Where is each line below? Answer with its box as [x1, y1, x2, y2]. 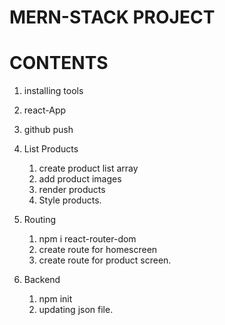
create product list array [38, 162, 139, 175]
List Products [23, 143, 79, 155]
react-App [23, 104, 67, 116]
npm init [38, 293, 73, 305]
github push [23, 124, 74, 136]
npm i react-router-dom [38, 233, 137, 245]
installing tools [23, 85, 84, 97]
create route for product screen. [38, 254, 172, 266]
